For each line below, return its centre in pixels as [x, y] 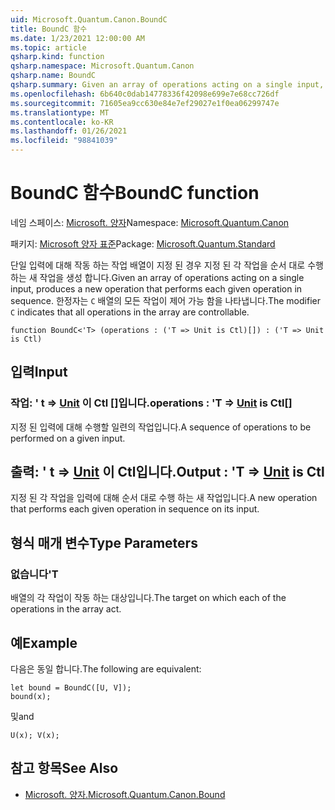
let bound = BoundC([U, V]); [71, 687]
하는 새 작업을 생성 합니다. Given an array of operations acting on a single [157, 277]
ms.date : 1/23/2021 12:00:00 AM [77, 38]
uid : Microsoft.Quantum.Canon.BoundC [89, 19]
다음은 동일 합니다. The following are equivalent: [106, 668]
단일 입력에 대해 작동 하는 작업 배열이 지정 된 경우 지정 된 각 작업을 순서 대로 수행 [167, 265]
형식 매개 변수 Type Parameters [104, 542]
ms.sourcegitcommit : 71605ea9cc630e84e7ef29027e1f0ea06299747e [145, 103]
